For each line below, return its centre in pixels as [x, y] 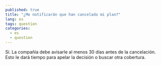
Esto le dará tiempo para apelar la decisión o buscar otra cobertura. [75, 57]
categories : [18, 28]
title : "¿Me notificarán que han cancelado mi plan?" [63, 14]
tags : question [21, 24]
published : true [22, 10]
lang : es [14, 19]
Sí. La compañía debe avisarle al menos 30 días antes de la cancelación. [81, 52]
